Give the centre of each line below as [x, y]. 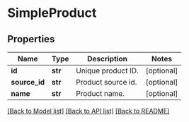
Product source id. [107, 82]
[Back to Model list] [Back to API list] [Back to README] [88, 111]
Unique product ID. [108, 71]
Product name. [101, 93]
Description [107, 59]
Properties [31, 39]
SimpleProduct [52, 13]
